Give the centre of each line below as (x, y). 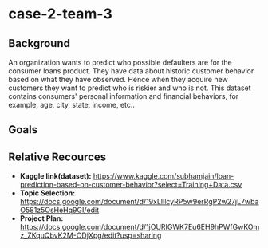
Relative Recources (57, 157)
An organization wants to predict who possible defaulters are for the (120, 62)
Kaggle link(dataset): (55, 176)
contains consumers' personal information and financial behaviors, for (124, 96)
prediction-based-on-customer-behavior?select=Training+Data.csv (131, 185)
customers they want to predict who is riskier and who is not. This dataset (130, 88)
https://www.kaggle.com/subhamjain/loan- (164, 176)
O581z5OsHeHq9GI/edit (59, 210)
